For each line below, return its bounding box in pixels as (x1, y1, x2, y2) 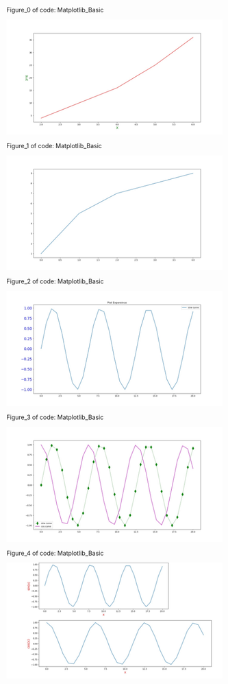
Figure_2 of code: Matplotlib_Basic (6, 277, 104, 285)
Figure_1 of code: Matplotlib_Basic (6, 141, 102, 150)
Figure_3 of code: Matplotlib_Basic (6, 413, 104, 421)
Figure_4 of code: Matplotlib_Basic (6, 549, 104, 557)
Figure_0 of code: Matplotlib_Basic (6, 6, 104, 14)
